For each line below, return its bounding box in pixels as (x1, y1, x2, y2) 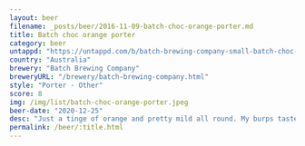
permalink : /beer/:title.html (9, 123, 124, 132)
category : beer (9, 38, 67, 48)
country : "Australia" (9, 55, 92, 64)
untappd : (9, 47, 43, 56)
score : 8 (9, 89, 43, 98)
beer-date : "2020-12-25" (9, 106, 103, 115)
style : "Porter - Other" (9, 81, 103, 90)
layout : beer (9, 13, 59, 23)
